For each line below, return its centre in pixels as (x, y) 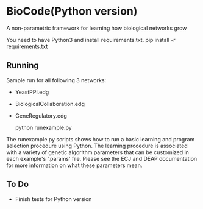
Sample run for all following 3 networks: (56, 80)
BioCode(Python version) (72, 11)
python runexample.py (43, 127)
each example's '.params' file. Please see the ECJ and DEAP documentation (102, 158)
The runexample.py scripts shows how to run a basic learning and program (101, 139)
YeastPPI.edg (32, 92)
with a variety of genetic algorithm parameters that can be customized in (98, 152)
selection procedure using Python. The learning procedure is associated (97, 146)
